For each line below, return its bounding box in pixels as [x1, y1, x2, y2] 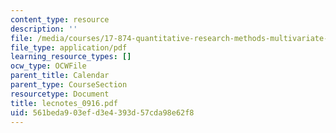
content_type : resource [10, 14, 110, 25]
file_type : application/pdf [10, 42, 128, 53]
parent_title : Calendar [10, 71, 110, 81]
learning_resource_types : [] [10, 52, 132, 62]
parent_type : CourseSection [10, 80, 128, 90]
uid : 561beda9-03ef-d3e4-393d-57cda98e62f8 [10, 107, 195, 118]
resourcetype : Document [10, 89, 110, 99]
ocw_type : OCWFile [10, 61, 87, 71]
